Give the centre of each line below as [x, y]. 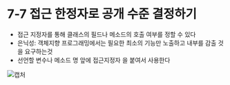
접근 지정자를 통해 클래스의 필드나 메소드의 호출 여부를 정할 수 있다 [106, 34]
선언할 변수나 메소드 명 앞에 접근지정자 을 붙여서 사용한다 [94, 60]
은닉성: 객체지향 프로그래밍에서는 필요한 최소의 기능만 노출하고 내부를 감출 [117, 42]
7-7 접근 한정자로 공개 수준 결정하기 [102, 14]
